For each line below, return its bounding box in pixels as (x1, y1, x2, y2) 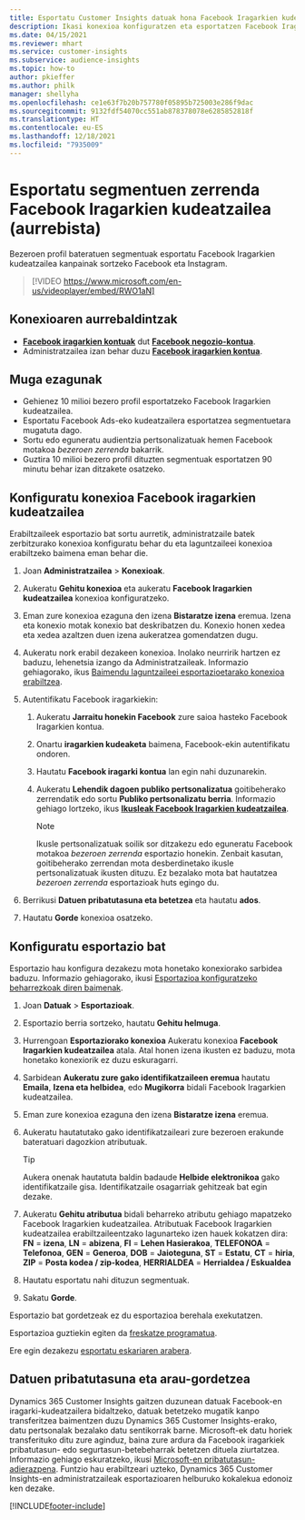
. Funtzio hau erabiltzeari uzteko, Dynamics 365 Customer (55, 1463, 273, 1474)
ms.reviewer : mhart (9, 38, 84, 48)
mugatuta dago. (22, 425, 83, 436)
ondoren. (35, 748, 71, 760)
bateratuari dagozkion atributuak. (22, 1136, 148, 1147)
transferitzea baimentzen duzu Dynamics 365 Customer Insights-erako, (9, 1414, 278, 1425)
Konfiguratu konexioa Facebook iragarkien (9, 490, 256, 505)
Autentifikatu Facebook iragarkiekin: (22, 694, 159, 705)
